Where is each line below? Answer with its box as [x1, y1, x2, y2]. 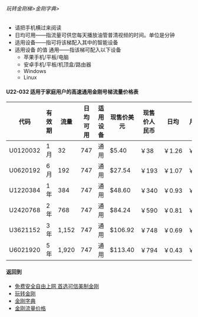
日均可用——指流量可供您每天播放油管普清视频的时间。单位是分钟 [14, 32, 175, 39]
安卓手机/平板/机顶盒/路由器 [23, 61, 91, 68]
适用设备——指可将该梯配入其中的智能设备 [14, 39, 118, 46]
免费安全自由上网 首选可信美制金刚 [14, 282, 99, 289]
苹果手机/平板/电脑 [23, 54, 69, 61]
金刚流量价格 [14, 305, 46, 312]
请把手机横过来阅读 [14, 24, 62, 31]
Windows [23, 68, 47, 75]
